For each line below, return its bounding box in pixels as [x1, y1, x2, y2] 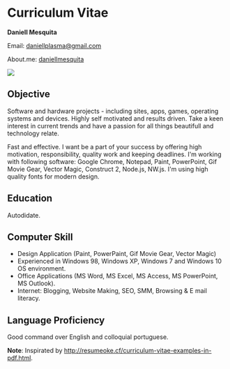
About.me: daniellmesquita [7, 54, 84, 63]
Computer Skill [7, 231, 73, 243]
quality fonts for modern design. [7, 172, 100, 181]
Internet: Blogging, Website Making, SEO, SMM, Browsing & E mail [17, 287, 208, 295]
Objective [7, 89, 51, 100]
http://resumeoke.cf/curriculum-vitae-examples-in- [63, 347, 212, 355]
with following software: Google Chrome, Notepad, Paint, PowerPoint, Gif [7, 157, 217, 165]
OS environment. [17, 264, 66, 273]
